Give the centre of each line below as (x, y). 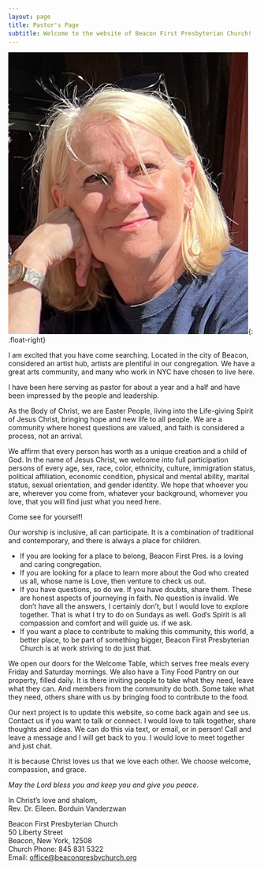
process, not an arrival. (46, 436)
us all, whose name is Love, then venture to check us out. (113, 581)
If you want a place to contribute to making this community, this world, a (137, 632)
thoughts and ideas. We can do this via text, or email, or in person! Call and (130, 729)
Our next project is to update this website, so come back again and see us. (129, 712)
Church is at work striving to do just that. (86, 648)
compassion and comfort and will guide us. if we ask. (106, 623)
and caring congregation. (61, 564)
